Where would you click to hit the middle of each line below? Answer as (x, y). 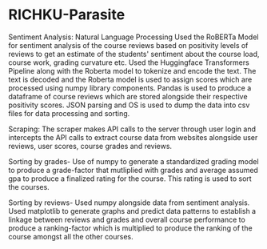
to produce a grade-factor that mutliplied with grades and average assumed (133, 170)
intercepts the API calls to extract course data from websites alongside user (133, 137)
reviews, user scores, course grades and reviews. (90, 146)
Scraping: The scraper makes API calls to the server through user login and (132, 129)
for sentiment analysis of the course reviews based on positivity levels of (128, 45)
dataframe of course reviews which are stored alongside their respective (128, 96)
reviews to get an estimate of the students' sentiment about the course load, (134, 54)
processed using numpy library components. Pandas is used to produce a (130, 88)
